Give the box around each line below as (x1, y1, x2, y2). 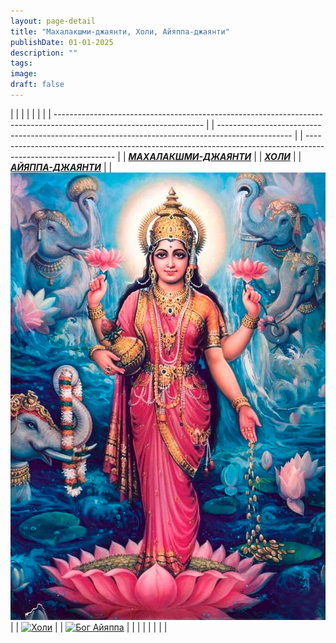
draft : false (10, 80, 65, 90)
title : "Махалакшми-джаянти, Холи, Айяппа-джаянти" (10, 26, 230, 37)
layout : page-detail (10, 16, 97, 26)
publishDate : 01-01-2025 (10, 37, 114, 47)
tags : (10, 58, 33, 69)
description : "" (10, 48, 78, 58)
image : (10, 69, 38, 79)
